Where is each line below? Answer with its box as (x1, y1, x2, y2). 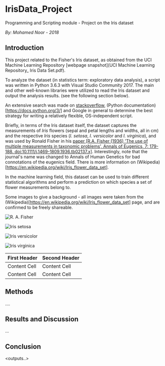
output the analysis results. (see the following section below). (5, 92, 130, 98)
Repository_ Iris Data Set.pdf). (5, 67, 66, 73)
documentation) (124, 102, 156, 108)
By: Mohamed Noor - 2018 (5, 29, 59, 35)
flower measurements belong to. (5, 184, 71, 190)
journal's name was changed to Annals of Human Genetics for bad (5, 154, 140, 160)
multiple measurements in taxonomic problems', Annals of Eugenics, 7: (5, 143, 149, 149)
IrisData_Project (5, 3, 72, 15)
